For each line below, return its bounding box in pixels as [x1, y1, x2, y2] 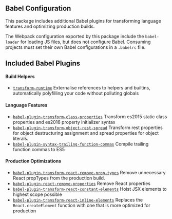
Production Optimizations [5, 158, 62, 164]
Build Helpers [5, 73, 35, 79]
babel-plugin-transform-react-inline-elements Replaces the [12, 196, 143, 203]
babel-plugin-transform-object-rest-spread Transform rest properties [12, 124, 163, 131]
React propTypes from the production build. [12, 175, 105, 181]
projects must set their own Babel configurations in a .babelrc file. [5, 44, 146, 50]
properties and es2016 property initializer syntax [12, 119, 116, 125]
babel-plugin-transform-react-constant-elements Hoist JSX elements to [12, 186, 167, 192]
